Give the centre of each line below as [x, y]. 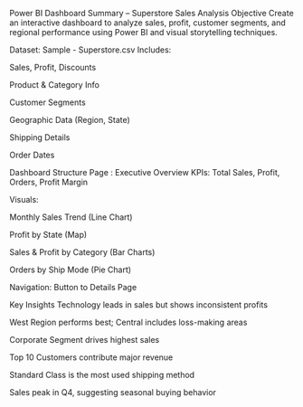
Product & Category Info [54, 85]
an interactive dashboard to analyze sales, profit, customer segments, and [148, 23]
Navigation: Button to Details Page [73, 287]
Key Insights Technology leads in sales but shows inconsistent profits [139, 305]
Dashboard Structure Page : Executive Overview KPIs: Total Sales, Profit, [145, 172]
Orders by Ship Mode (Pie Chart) [71, 270]
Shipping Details [40, 137]
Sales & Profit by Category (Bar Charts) [82, 252]
